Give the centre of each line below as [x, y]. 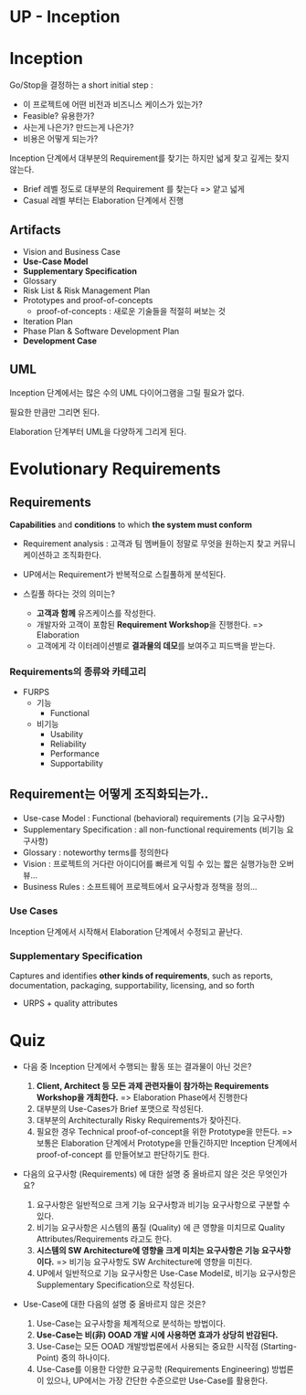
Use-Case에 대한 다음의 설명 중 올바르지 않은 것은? [114, 1305]
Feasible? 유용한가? [58, 116]
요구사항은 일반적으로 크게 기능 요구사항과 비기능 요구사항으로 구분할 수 [163, 1205]
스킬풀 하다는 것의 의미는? [69, 593]
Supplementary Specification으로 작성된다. [115, 1284]
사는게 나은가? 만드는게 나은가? [78, 127]
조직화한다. [82, 555]
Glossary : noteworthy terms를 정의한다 [95, 852]
